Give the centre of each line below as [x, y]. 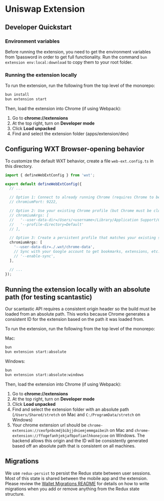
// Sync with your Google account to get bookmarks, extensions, [82, 252]
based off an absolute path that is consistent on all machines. [74, 446]
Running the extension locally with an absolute [78, 289]
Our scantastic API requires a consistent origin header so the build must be [81, 309]
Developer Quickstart [38, 27]
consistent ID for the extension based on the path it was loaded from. [75, 319]
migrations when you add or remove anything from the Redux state [72, 489]
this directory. [19, 166]
